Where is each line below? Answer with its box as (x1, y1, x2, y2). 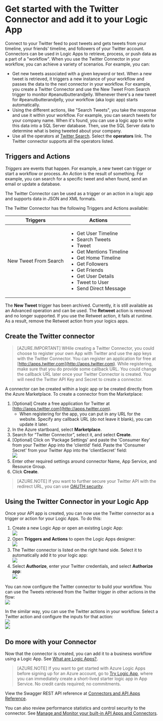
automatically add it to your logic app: (12, 552, 88, 558)
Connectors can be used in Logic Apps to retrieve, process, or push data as (5, 50, 157, 57)
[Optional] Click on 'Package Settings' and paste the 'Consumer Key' (12, 437, 150, 443)
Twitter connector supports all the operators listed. (12, 138, 114, 144)
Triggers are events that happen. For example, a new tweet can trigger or (5, 165, 152, 171)
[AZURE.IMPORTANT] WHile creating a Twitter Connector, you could (17, 345, 155, 351)
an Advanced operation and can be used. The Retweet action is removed (5, 307, 152, 314)
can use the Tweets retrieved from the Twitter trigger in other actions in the (5, 589, 156, 595)
